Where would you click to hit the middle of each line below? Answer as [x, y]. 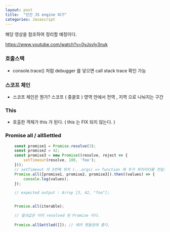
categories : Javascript [30, 19]
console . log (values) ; [46, 179]
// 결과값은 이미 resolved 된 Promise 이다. [57, 216]
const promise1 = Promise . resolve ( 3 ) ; [55, 146]
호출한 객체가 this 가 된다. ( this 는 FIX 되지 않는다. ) [64, 122]
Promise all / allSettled [33, 136]
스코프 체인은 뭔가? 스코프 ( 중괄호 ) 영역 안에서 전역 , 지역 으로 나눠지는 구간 [88, 97]
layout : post [19, 10]
